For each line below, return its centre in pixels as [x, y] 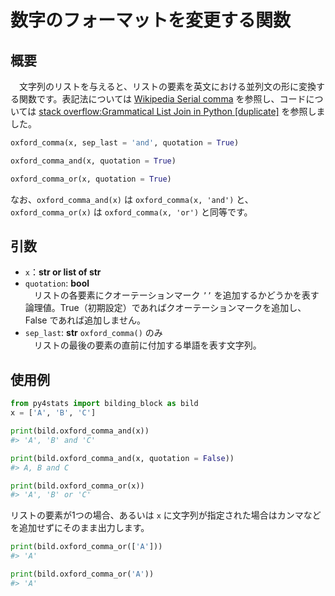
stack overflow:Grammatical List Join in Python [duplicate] [159, 111]
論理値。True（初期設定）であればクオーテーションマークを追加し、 [165, 308]
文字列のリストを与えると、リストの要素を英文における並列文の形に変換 [167, 86]
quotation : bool [57, 283]
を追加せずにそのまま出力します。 [80, 528]
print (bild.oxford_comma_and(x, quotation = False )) [122, 458]
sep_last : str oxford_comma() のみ [93, 333]
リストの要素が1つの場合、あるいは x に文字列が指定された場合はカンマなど [166, 515]
